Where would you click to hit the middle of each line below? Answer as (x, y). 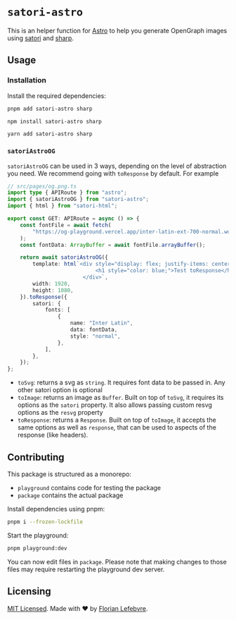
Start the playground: (38, 535)
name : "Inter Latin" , (101, 323)
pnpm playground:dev (38, 548)
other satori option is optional (60, 390)
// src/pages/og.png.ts (42, 186)
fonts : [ (58, 310)
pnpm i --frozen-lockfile (45, 522)
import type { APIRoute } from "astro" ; (67, 193)
